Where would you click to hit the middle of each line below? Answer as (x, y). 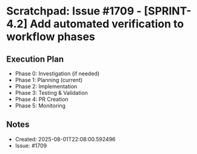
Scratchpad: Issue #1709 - (74, 11)
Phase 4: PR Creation (42, 99)
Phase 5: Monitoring (40, 106)
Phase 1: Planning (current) (49, 80)
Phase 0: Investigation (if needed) (57, 73)
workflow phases (51, 37)
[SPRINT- (168, 11)
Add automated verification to (107, 24)
